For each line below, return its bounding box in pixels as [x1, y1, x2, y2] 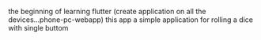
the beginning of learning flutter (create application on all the [8, 7, 206, 16]
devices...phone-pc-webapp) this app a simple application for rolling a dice [8, 15, 253, 24]
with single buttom [8, 24, 69, 32]
